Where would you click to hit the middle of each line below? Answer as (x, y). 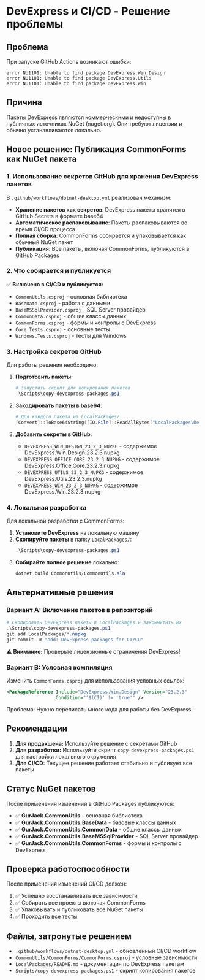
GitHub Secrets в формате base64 (59, 216)
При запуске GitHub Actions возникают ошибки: (69, 62)
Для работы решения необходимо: (52, 365)
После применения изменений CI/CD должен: (67, 884)
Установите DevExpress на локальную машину (77, 532)
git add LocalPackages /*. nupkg (46, 634)
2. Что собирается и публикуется (59, 271)
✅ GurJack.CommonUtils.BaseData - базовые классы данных (95, 822)
